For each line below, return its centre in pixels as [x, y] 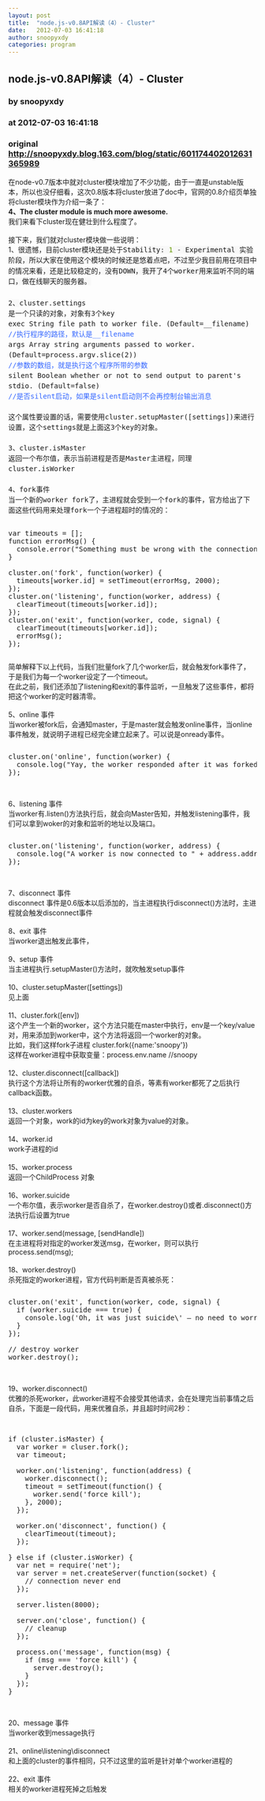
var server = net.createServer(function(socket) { [116, 1573]
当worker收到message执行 [52, 1733]
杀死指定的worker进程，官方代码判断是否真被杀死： [92, 1280]
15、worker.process [40, 1168]
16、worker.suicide [39, 1195]
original [23, 144]
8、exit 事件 [28, 931]
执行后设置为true [42, 1215]
